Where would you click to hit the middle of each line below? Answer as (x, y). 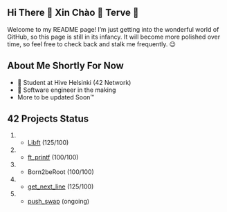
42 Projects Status (48, 119)
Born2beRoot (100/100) (61, 172)
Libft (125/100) (48, 143)
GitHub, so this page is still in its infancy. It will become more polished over (114, 37)
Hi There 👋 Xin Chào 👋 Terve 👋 (73, 13)
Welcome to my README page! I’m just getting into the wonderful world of (113, 29)
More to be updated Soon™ (56, 97)
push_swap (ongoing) (58, 202)
